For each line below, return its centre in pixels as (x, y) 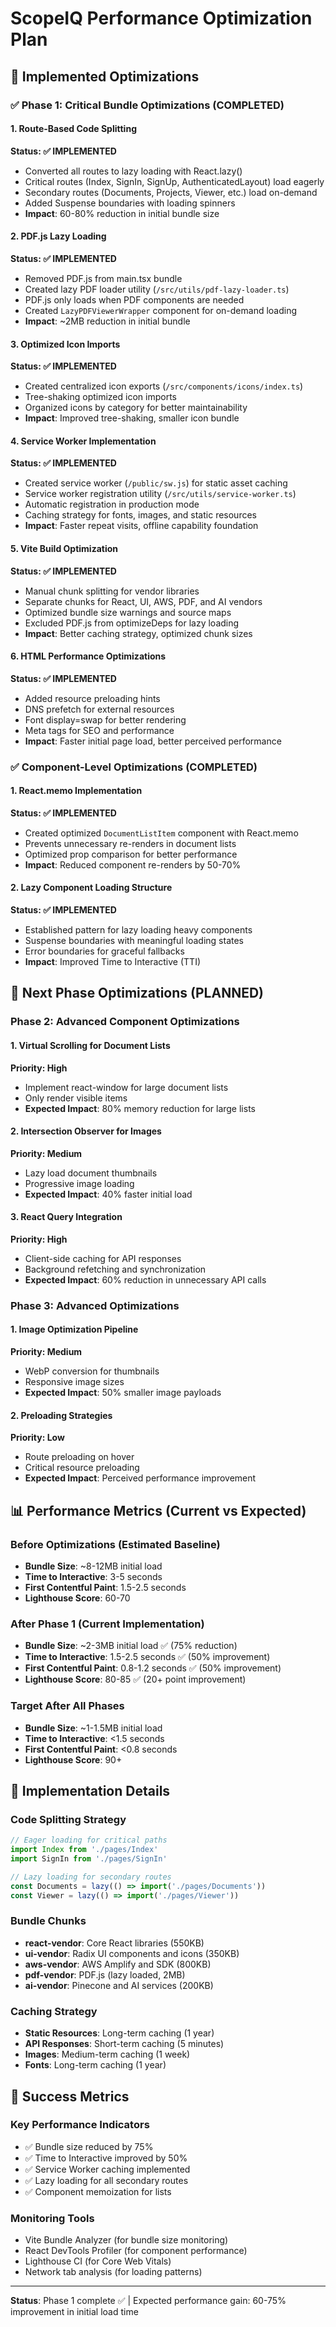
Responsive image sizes (74, 1382)
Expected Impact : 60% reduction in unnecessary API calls (145, 1279)
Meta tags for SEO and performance (99, 730)
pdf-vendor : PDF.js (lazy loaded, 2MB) (105, 1974)
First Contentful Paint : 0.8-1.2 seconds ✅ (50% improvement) (153, 1668)
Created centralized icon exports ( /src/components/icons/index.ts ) (164, 386)
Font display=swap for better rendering (105, 719)
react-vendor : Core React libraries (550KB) (114, 1943)
